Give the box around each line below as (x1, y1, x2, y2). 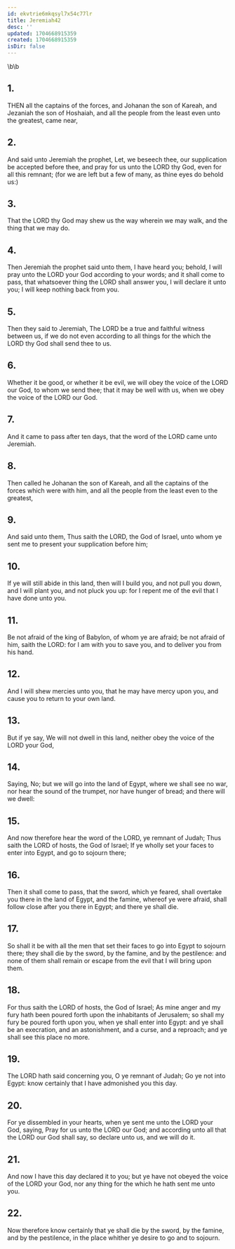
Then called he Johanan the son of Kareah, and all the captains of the (7, 478, 209, 487)
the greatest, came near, (7, 116, 79, 124)
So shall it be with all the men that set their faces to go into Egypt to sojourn (7, 941, 226, 950)
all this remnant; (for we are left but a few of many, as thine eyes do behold (7, 170, 224, 178)
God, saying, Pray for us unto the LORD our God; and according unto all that (7, 1125, 227, 1134)
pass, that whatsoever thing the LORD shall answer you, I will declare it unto (7, 278, 227, 287)
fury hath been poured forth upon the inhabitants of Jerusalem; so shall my (7, 1010, 224, 1019)
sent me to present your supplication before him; (7, 540, 149, 549)
